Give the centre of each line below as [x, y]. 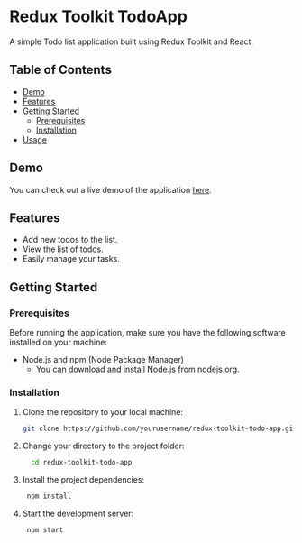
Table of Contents [61, 70]
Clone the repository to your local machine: [102, 412]
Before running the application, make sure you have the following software [147, 333]
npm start [45, 529]
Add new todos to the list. [70, 240]
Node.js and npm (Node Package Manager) [103, 360]
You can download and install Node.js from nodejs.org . [138, 369]
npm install [49, 497]
